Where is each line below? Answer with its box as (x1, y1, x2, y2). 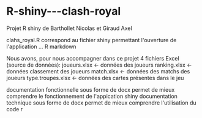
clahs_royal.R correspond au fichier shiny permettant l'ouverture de (6, 36, 177, 43)
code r (6, 105, 23, 112)
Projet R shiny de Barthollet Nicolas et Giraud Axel (6, 24, 133, 32)
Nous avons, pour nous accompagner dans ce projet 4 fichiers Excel (6, 54, 179, 62)
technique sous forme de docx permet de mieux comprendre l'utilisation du (6, 99, 197, 106)
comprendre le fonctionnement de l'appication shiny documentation (6, 92, 178, 100)
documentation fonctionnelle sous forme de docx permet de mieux (6, 86, 175, 93)
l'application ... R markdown (6, 43, 77, 50)
